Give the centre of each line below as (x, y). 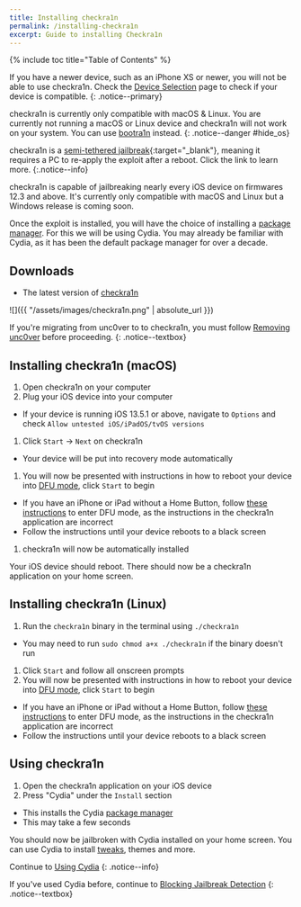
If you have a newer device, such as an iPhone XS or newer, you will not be (148, 77)
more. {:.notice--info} (49, 170)
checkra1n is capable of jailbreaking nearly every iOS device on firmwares (146, 187)
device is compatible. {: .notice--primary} (86, 96)
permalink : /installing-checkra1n (74, 26)
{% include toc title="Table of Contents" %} (90, 60)
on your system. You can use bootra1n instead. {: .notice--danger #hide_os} (150, 133)
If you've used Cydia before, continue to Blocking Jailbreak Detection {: (142, 884)
